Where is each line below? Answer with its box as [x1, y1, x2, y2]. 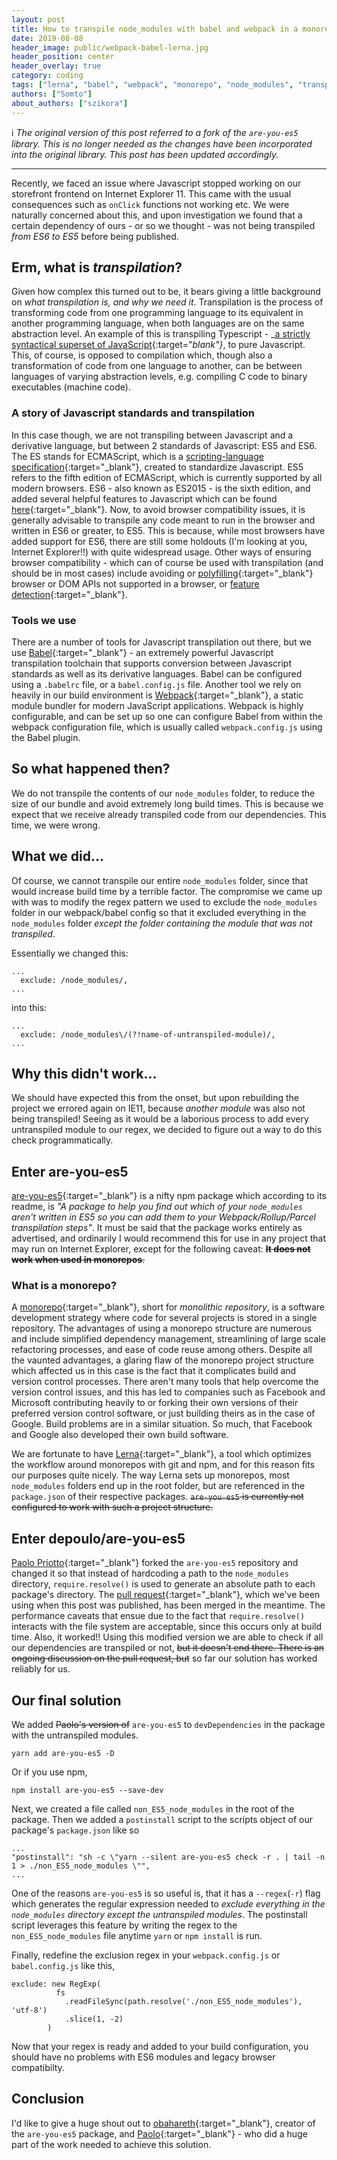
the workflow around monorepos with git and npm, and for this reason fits [11, 1459, 316, 1471]
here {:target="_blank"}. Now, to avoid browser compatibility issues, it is [11, 503, 306, 515]
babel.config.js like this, [11, 1960, 116, 1972]
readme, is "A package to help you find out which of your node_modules [11, 1201, 303, 1213]
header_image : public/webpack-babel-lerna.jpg [11, 42, 209, 53]
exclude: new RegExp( [11, 1979, 102, 1990]
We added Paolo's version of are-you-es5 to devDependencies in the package [11, 1719, 326, 1731]
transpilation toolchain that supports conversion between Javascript [11, 657, 292, 669]
